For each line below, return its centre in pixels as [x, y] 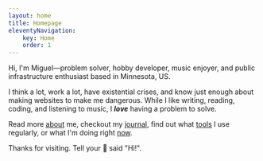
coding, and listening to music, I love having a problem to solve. [112, 109]
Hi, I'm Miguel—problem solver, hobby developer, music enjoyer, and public [132, 68]
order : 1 [37, 45]
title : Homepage [35, 23]
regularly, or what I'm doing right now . [70, 133]
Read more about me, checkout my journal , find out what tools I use [119, 124]
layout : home [30, 16]
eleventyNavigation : [43, 30]
